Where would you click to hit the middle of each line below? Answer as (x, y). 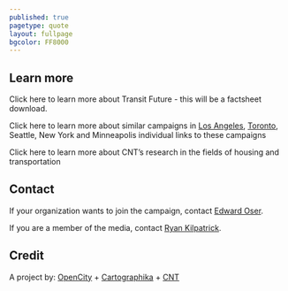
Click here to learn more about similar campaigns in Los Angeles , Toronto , (144, 126)
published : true (39, 17)
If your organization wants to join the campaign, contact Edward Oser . (136, 211)
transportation (35, 162)
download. (28, 109)
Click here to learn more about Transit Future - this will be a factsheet (136, 99)
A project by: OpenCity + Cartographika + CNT (94, 277)
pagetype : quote (39, 26)
